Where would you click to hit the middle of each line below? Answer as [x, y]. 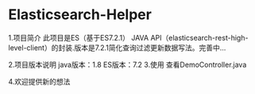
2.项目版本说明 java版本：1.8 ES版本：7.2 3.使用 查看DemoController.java [127, 65]
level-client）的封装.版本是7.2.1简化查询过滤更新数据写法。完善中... [117, 47]
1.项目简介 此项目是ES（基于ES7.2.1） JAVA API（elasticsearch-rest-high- [128, 37]
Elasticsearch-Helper [80, 15]
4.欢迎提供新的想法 [39, 81]
